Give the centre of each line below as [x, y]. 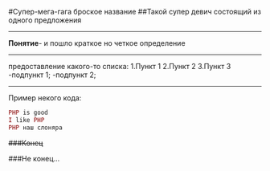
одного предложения [45, 20]
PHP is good [28, 112]
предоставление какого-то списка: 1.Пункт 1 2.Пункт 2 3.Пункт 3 [120, 66]
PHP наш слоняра [35, 128]
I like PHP [27, 120]
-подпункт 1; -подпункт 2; [52, 75]
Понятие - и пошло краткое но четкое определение [97, 43]
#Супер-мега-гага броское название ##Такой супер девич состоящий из [135, 12]
